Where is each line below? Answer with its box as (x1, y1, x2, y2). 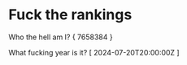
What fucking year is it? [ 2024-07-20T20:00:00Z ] (8, 47, 180, 57)
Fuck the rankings (8, 6, 133, 24)
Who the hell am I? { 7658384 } (8, 32, 113, 42)
